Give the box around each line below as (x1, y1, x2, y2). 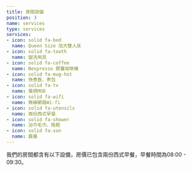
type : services (6, 26, 45, 32)
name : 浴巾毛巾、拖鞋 (12, 122, 61, 128)
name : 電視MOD (12, 88, 46, 94)
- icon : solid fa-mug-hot (6, 71, 72, 77)
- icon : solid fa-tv (6, 83, 59, 89)
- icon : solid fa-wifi (6, 94, 64, 100)
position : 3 (6, 15, 37, 21)
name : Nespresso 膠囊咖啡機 (12, 65, 79, 72)
